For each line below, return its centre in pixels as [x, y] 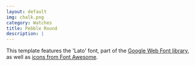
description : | [25, 34]
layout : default [26, 12]
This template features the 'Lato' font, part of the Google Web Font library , [98, 51]
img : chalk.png [25, 17]
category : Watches [29, 23]
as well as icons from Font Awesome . [52, 57]
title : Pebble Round [32, 28]
